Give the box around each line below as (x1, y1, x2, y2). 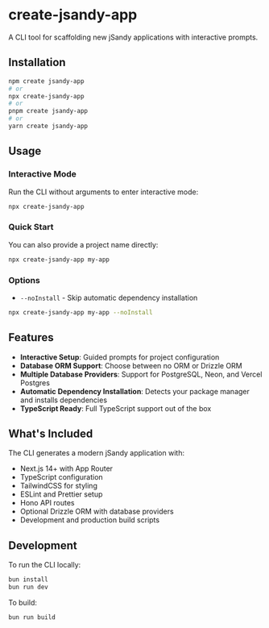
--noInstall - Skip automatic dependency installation (19, 293, 198, 302)
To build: (8, 597, 38, 607)
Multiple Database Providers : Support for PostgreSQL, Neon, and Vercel (19, 369, 263, 379)
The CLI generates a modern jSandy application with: (8, 448, 185, 458)
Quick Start (8, 222, 54, 233)
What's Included (8, 426, 93, 440)
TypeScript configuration (19, 472, 103, 482)
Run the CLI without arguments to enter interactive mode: (8, 187, 199, 197)
